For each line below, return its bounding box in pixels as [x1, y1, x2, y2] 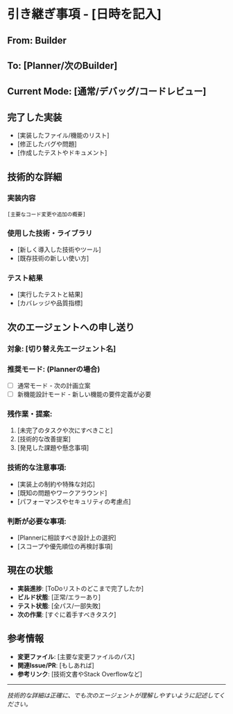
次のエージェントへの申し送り [7, 321, 135, 333]
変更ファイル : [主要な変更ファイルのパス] [17, 652, 135, 660]
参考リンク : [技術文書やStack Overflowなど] [17, 670, 143, 678]
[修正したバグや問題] [17, 140, 78, 148]
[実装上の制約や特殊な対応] [17, 480, 96, 488]
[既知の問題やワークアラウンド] [17, 488, 107, 497]
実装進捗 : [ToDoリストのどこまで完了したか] [17, 584, 144, 592]
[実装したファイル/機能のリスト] [17, 131, 110, 140]
